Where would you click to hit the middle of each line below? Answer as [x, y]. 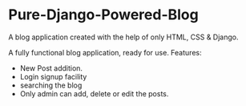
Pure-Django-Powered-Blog [103, 15]
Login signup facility [53, 76]
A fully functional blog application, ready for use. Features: [105, 52]
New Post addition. [51, 68]
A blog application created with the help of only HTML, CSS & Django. [123, 37]
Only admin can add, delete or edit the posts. [94, 93]
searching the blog [51, 85]
